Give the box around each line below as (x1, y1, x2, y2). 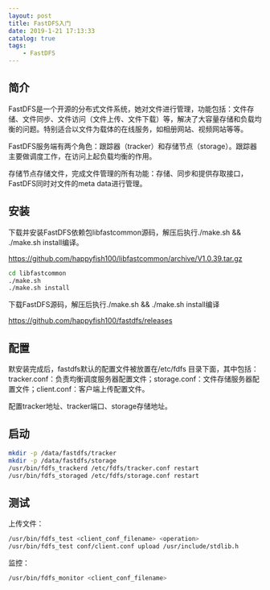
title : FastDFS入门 (8, 19, 72, 27)
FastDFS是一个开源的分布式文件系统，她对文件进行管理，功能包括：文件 (8, 104, 247, 114)
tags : (8, 42, 27, 50)
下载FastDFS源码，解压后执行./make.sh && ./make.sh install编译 (8, 300, 220, 310)
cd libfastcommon (8, 269, 67, 277)
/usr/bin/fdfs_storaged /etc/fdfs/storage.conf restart (8, 472, 199, 480)
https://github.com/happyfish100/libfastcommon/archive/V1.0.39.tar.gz (8, 253, 243, 263)
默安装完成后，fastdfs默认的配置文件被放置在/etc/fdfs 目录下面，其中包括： (8, 364, 259, 374)
